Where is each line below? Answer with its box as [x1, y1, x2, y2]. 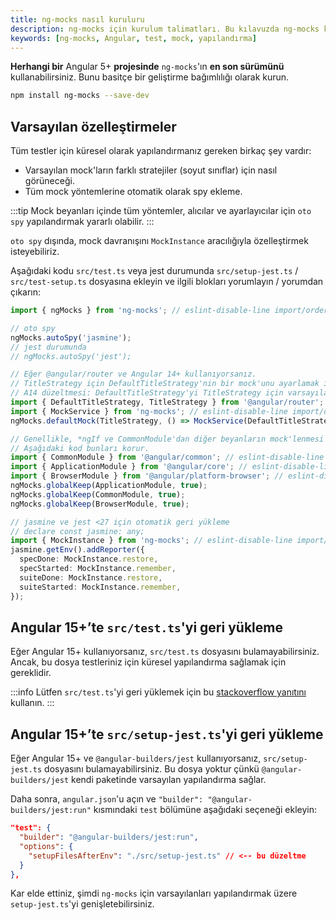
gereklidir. [10, 667, 52, 679]
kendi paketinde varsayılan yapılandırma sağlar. [71, 774, 267, 786]
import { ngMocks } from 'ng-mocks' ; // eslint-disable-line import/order [10, 306, 329, 316]
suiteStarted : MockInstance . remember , [19, 582, 182, 592]
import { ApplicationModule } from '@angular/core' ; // [10, 462, 248, 472]
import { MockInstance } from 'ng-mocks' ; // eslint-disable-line [10, 536, 293, 546]
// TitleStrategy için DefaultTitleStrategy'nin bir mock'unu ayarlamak [10, 379, 320, 389]
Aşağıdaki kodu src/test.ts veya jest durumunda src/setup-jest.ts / [10, 265, 299, 277]
